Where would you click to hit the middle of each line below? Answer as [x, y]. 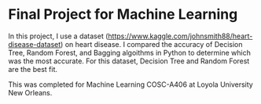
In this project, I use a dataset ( [58, 36]
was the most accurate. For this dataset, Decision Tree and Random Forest [129, 61]
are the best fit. [33, 69]
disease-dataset [35, 44]
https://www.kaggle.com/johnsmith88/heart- [180, 36]
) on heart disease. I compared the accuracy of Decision [151, 44]
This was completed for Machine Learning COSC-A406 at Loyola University [130, 84]
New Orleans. [30, 92]
